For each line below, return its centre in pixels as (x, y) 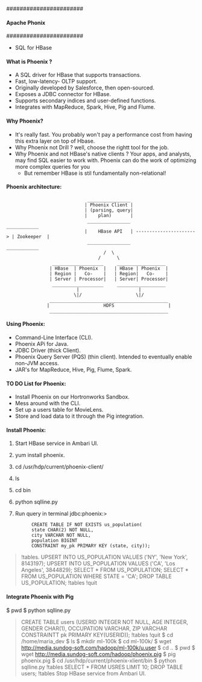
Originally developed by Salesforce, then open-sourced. (85, 88)
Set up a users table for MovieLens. (59, 410)
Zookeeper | (33, 236)
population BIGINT (54, 541)
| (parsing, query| (109, 210)
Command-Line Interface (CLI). (54, 337)
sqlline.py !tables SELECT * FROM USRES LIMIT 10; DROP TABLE (102, 667)
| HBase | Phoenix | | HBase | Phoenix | (109, 268)
